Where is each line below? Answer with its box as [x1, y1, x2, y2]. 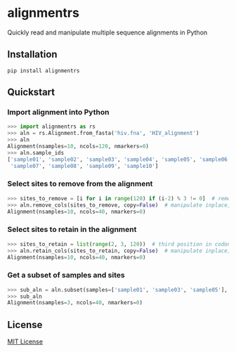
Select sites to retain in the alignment [7, 225, 137, 235]
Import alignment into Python [7, 107, 110, 117]
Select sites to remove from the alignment [7, 179, 153, 189]
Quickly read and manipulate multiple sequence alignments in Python [7, 28, 208, 37]
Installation [7, 48, 58, 60]
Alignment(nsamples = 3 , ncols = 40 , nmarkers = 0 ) [7, 299, 143, 306]
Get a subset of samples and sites [7, 270, 125, 280]
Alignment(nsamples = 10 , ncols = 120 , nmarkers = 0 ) [7, 143, 150, 150]
